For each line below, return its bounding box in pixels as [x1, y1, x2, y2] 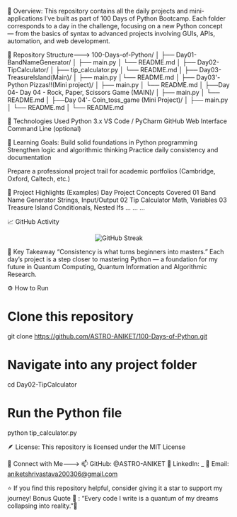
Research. [7, 270, 37, 278]
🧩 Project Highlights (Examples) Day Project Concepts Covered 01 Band [7, 188, 216, 196]
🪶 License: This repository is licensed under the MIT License [7, 443, 186, 451]
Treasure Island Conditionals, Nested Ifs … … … [7, 203, 145, 212]
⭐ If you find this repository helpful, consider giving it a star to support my [7, 484, 223, 492]
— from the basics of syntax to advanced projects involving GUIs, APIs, [7, 29, 216, 38]
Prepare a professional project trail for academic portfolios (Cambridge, [7, 167, 216, 175]
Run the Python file [7, 405, 122, 421]
